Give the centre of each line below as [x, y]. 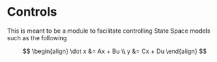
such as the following [37, 37]
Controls [32, 12]
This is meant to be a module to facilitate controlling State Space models [109, 31]
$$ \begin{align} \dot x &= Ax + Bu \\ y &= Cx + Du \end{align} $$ [115, 51]
